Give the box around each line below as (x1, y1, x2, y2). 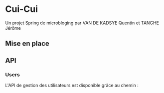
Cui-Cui (5, 3, 38, 15)
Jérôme (5, 25, 21, 31)
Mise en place (5, 40, 50, 48)
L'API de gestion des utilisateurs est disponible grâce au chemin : (5, 83, 139, 89)
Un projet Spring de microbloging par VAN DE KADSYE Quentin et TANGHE (5, 20, 160, 26)
